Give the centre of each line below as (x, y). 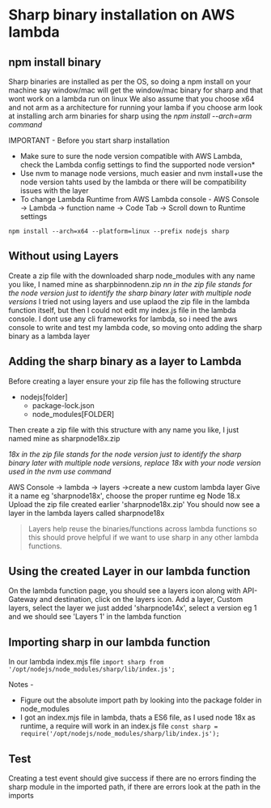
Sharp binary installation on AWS (122, 15)
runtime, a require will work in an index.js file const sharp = (119, 726)
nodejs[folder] (44, 397)
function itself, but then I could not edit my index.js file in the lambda (122, 310)
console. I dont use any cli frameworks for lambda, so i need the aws (123, 319)
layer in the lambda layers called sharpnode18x (87, 513)
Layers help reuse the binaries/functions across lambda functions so (142, 528)
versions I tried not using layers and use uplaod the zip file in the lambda (129, 301)
